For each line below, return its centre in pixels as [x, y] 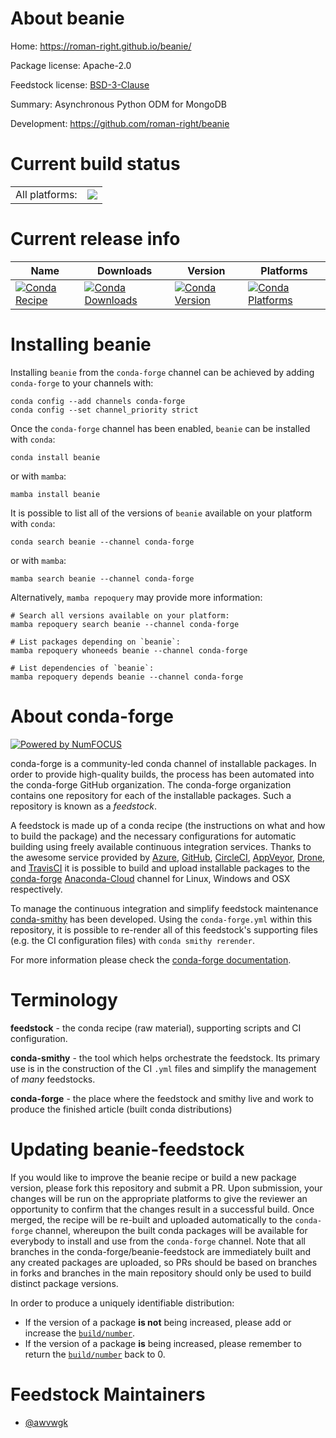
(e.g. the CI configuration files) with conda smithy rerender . [132, 940]
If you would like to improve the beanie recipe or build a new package [153, 1177]
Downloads [124, 270]
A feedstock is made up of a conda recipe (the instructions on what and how [168, 825]
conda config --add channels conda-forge [98, 401]
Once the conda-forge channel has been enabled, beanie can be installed [160, 428]
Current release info [95, 239]
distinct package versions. [64, 1283]
